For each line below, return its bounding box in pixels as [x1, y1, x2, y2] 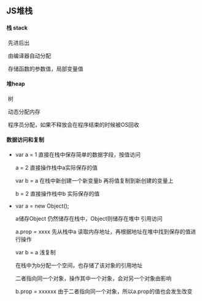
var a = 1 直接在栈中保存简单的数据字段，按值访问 [15, 151, 141, 158]
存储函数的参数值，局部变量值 [7, 65, 84, 72]
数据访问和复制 [6, 136, 44, 143]
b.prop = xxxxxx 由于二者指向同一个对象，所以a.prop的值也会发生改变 [15, 288, 193, 295]
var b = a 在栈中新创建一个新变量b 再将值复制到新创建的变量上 [15, 177, 174, 184]
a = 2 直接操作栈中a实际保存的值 [15, 164, 98, 171]
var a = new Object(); [15, 202, 69, 210]
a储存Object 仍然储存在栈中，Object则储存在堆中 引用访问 [15, 215, 163, 222]
